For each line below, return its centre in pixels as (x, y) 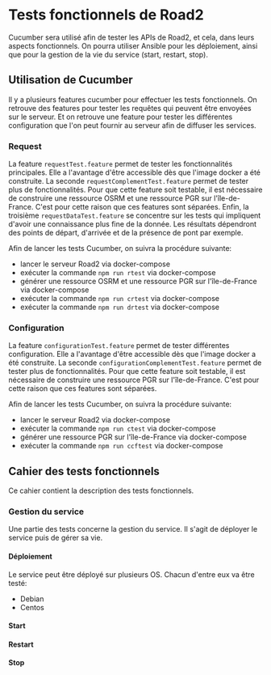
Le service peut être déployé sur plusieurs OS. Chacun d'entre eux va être (132, 574)
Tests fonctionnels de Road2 (106, 15)
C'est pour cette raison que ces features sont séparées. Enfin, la (142, 207)
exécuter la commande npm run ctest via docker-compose (118, 429)
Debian (32, 599)
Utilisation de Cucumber (71, 80)
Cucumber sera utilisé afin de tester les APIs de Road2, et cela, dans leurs (131, 37)
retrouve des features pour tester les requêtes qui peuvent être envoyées (130, 108)
